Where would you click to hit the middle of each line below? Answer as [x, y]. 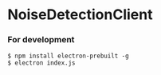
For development [41, 40]
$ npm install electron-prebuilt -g [68, 56]
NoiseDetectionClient [80, 15]
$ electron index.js [42, 63]
